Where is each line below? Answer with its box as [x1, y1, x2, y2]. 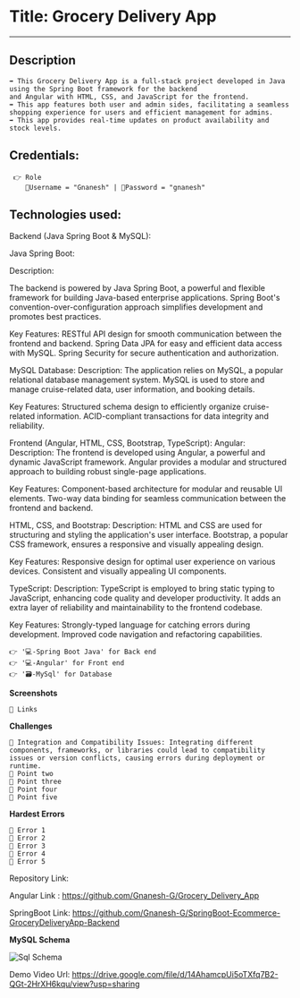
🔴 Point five [9, 793, 58, 802]
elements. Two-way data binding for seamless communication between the [9, 493, 287, 504]
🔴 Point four [9, 785, 58, 794]
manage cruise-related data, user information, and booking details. [9, 384, 255, 395]
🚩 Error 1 [9, 826, 46, 835]
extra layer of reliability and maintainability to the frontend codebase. [9, 602, 263, 613]
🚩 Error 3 [9, 841, 46, 851]
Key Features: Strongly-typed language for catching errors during [9, 619, 251, 630]
